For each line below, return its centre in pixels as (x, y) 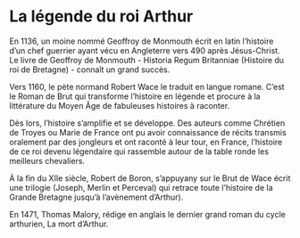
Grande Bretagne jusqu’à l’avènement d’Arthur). (96, 197)
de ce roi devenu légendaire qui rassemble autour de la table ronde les (139, 151)
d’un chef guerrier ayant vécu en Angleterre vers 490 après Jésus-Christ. (145, 50)
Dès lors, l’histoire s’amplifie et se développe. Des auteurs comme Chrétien (147, 123)
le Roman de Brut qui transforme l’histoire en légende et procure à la (135, 96)
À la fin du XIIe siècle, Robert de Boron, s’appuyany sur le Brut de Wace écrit (150, 178)
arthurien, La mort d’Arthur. (59, 224)
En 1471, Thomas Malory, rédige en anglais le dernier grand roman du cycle (147, 214)
